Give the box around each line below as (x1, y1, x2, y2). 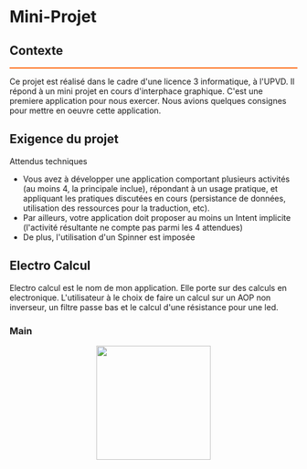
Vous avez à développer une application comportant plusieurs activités (22, 173, 291, 184)
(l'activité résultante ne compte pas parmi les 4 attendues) (22, 222, 244, 233)
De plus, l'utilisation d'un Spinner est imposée (22, 231, 196, 243)
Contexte (9, 43, 64, 58)
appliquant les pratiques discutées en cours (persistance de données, (22, 193, 286, 203)
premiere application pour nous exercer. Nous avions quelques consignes (9, 96, 287, 106)
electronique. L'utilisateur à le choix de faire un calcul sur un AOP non (9, 292, 271, 303)
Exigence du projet (9, 131, 119, 147)
